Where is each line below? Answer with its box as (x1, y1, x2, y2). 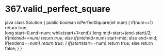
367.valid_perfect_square (5, 3, 111, 15)
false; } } (5, 45, 22, 51)
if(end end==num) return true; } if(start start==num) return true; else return (5, 40, 153, 46)
